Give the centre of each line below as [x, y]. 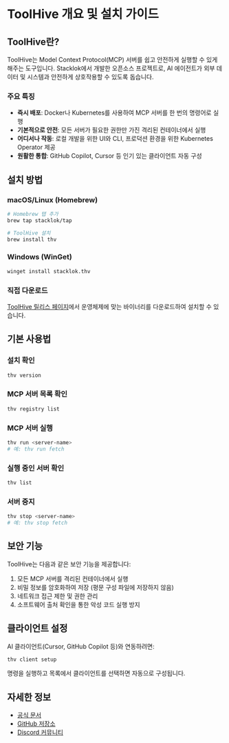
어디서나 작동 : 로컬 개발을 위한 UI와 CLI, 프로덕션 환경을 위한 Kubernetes [115, 139]
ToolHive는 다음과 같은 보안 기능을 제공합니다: [69, 564]
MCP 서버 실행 [30, 428]
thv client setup [32, 660]
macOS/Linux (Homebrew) [53, 199]
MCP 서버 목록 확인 [37, 394]
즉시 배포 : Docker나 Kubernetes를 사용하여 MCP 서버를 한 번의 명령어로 [114, 113]
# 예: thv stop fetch [37, 523]
